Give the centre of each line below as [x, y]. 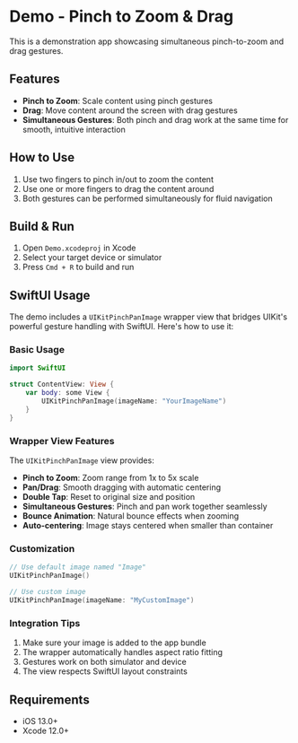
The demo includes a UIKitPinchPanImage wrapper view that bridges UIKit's [149, 317]
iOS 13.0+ [40, 721]
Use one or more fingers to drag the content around [118, 188]
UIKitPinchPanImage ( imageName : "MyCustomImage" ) [102, 600]
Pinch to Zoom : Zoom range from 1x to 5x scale [110, 478]
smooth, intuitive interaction [74, 129]
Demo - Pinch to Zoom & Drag [122, 17]
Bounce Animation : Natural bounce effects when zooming [131, 516]
